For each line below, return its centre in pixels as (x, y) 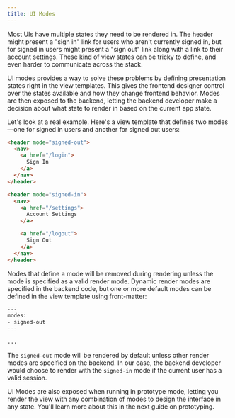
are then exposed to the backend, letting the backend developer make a (112, 101)
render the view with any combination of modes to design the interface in (114, 399)
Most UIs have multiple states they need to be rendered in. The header (110, 34)
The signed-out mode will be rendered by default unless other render (108, 355)
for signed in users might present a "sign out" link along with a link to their (115, 49)
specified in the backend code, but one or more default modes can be (109, 288)
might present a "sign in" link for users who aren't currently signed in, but (114, 41)
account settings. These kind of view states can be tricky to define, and (112, 57)
